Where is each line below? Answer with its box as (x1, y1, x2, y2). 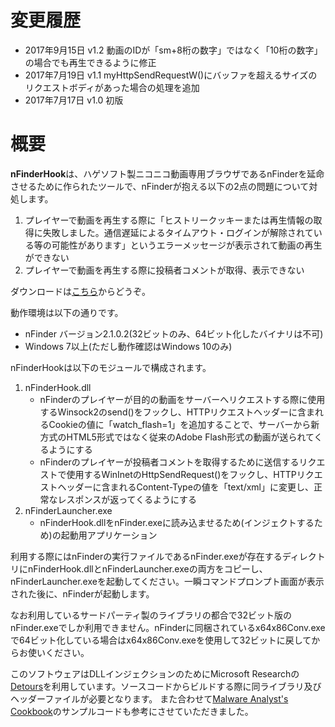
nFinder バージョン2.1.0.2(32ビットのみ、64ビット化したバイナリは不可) (24, 327, 324, 340)
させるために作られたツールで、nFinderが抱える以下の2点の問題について (10, 180, 310, 192)
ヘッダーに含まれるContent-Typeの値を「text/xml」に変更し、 (57, 481, 314, 493)
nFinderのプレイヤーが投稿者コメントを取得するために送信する (39, 456, 300, 468)
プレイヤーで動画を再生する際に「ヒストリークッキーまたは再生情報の (24, 214, 314, 226)
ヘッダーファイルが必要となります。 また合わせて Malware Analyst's (10, 692, 289, 705)
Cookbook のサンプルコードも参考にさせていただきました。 (10, 705, 254, 717)
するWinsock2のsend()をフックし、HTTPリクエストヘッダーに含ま (39, 406, 316, 418)
